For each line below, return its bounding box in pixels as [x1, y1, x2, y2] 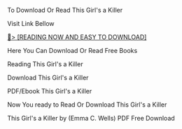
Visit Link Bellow [7, 20, 55, 27]
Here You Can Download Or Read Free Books [7, 47, 138, 54]
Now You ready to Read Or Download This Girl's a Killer [7, 100, 167, 109]
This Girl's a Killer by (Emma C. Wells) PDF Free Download [7, 114, 175, 122]
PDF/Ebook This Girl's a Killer [7, 87, 92, 95]
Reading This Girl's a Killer [7, 60, 84, 68]
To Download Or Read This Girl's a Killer [7, 6, 123, 14]
